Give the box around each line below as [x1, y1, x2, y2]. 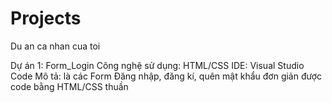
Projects [10, 7, 82, 30]
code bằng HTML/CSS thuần [10, 80, 129, 92]
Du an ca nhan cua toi [10, 40, 101, 52]
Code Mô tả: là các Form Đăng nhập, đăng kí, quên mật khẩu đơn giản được [10, 70, 323, 82]
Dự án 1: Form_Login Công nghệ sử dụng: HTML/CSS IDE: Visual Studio [10, 59, 305, 71]
